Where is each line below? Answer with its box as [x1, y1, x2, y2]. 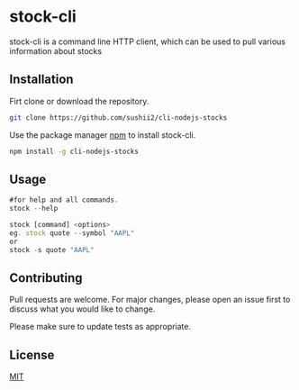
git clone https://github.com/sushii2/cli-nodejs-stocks [9, 113, 228, 122]
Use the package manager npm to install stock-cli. [9, 129, 196, 141]
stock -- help [9, 204, 59, 213]
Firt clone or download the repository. [9, 95, 149, 106]
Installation [9, 72, 74, 87]
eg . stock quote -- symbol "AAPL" [9, 228, 135, 238]
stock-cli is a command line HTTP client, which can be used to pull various [9, 36, 286, 47]
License [9, 347, 55, 362]
